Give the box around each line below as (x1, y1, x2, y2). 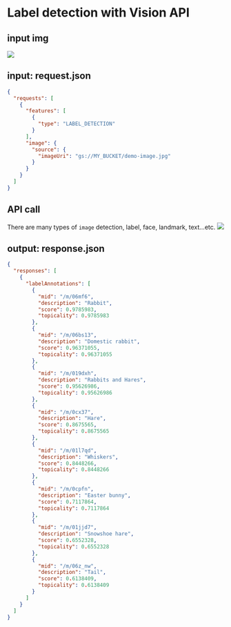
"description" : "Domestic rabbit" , (37, 338, 140, 345)
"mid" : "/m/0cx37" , (37, 408, 94, 415)
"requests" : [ (13, 94, 54, 101)
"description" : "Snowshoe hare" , (37, 530, 134, 537)
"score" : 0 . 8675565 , (37, 421, 97, 428)
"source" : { (32, 146, 67, 153)
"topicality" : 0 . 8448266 (37, 466, 110, 473)
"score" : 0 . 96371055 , (37, 344, 100, 351)
